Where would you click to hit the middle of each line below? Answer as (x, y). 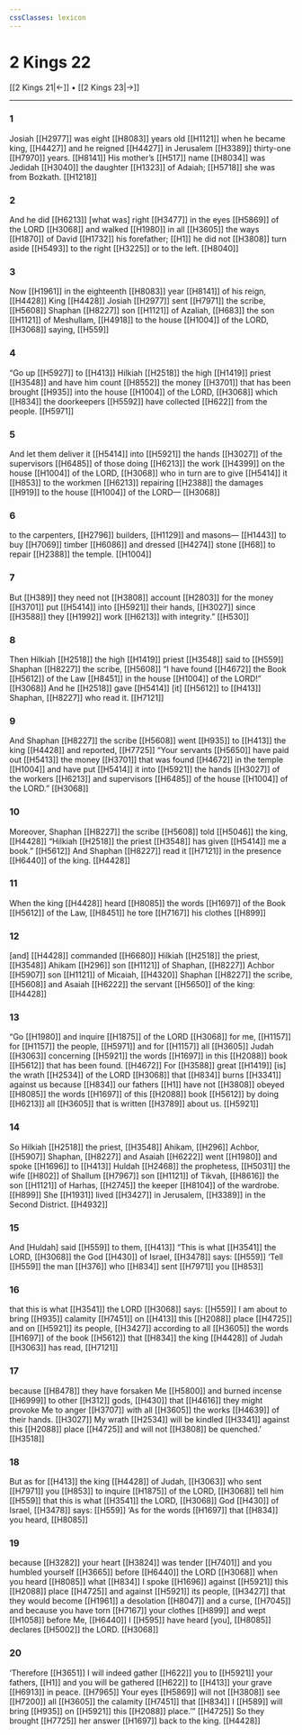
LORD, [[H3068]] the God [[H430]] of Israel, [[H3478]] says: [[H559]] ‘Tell (146, 1257)
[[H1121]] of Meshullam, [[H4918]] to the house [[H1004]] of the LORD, (139, 320)
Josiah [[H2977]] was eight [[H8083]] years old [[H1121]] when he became (147, 138)
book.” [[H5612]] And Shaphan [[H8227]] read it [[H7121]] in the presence (145, 850)
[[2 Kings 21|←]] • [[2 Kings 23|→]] (75, 87)
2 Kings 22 (50, 62)
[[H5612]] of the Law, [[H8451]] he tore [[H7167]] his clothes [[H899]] (138, 913)
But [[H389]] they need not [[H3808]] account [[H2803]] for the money (142, 597)
